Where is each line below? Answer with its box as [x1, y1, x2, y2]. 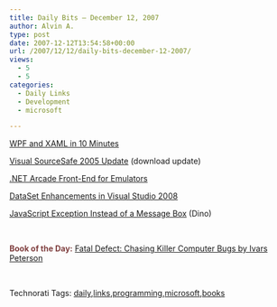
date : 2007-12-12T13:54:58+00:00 [9, 38, 135, 48]
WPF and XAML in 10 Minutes [9, 138, 119, 149]
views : [9, 55, 34, 64]
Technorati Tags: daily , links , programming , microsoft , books [9, 288, 226, 299]
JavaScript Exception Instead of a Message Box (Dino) [9, 209, 212, 219]
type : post [9, 30, 51, 39]
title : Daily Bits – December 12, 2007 [9, 13, 160, 23]
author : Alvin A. [9, 22, 75, 31]
